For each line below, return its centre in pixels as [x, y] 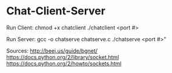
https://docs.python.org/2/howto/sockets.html [64, 63]
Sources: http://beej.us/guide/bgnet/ [52, 51]
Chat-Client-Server [56, 11]
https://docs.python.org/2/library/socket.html [63, 57]
